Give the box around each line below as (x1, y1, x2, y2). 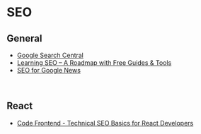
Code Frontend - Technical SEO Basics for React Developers (16, 118, 194, 127)
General (6, 32, 43, 44)
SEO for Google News (16, 66, 81, 74)
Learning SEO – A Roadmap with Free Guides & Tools (16, 59, 172, 67)
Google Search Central (16, 51, 84, 59)
